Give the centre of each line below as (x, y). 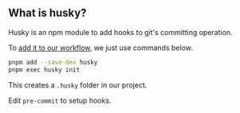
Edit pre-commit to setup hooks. (60, 100)
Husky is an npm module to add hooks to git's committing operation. (120, 32)
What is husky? (47, 13)
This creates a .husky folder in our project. (78, 85)
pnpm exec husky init (44, 70)
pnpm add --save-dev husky (53, 62)
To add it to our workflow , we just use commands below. (100, 48)
